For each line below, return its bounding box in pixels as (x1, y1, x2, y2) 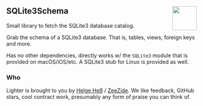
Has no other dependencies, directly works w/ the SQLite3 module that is (6, 52, 188, 59)
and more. (6, 40, 32, 47)
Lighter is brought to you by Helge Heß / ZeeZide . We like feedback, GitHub (6, 87, 195, 94)
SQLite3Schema (6, 6, 69, 16)
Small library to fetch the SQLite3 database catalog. (6, 22, 135, 29)
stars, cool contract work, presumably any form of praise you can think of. (6, 93, 191, 101)
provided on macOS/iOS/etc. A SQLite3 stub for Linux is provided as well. (6, 58, 189, 65)
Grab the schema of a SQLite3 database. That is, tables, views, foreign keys (6, 34, 195, 41)
